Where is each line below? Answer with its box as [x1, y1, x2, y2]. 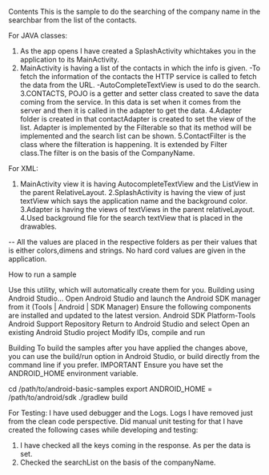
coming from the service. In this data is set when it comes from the [19, 98, 242, 106]
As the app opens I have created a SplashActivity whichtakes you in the [19, 46, 256, 55]
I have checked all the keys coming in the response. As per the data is [19, 441, 251, 450]
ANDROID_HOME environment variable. [8, 369, 139, 378]
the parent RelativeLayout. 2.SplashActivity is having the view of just [19, 188, 246, 197]
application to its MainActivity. [19, 55, 120, 64]
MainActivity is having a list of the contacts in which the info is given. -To [19, 63, 261, 73]
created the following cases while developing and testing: [8, 425, 199, 434]
